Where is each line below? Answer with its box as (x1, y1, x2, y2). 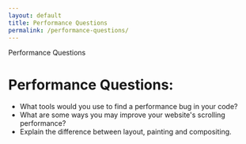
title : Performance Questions (8, 19, 108, 27)
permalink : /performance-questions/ (8, 26, 129, 34)
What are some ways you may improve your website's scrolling (19, 110, 225, 119)
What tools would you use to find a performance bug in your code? (19, 102, 238, 112)
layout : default (8, 11, 62, 20)
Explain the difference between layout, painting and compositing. (19, 127, 232, 137)
